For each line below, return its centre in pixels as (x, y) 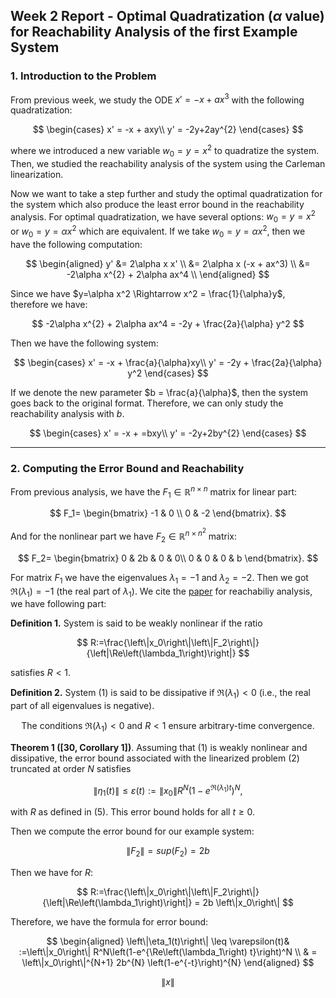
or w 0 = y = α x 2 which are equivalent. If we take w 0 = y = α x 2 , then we (158, 231)
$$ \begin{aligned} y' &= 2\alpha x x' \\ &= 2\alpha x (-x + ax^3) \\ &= (168, 263)
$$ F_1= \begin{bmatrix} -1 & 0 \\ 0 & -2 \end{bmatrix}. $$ (168, 513)
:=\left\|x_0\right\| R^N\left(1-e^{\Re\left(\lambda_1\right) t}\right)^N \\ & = (168, 952)
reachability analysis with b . (67, 413)
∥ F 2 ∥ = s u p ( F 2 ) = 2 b (168, 852)
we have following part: (58, 604)
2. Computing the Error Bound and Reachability (127, 468)
